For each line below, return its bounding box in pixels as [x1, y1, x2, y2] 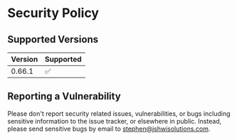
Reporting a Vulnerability [7, 90, 121, 102]
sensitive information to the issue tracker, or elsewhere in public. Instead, [7, 117, 222, 125]
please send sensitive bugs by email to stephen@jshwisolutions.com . [7, 124, 211, 133]
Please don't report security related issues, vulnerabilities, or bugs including [7, 109, 231, 118]
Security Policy [7, 5, 100, 21]
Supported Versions [7, 33, 98, 45]
